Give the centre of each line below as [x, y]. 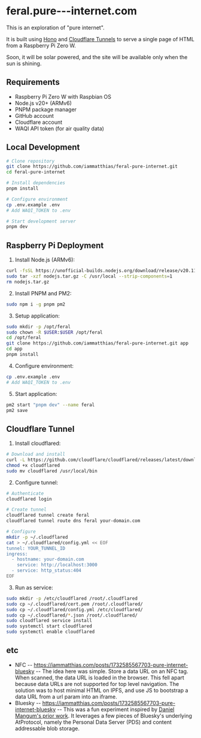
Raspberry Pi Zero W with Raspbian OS [63, 96]
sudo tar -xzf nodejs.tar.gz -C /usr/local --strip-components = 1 [89, 276]
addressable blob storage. [47, 728]
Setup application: [37, 316]
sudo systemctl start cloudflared [49, 626]
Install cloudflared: [38, 443]
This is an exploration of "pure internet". [55, 28]
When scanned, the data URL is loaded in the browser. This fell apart [99, 678]
